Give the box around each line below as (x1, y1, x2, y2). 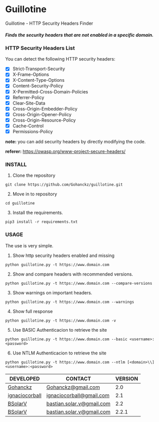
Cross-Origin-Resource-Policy (12, 117, 76, 123)
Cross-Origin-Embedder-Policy (12, 105, 78, 112)
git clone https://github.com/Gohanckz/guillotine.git (5, 182, 123, 187)
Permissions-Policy (12, 128, 53, 134)
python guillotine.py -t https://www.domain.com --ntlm (5, 359, 125, 364)
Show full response (12, 308, 53, 314)
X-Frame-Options (12, 72, 49, 78)
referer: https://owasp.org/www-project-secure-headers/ (5, 148, 126, 154)
